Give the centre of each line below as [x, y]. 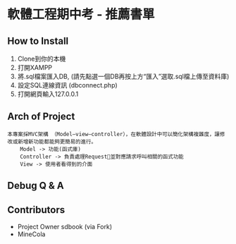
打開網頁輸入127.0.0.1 [48, 94]
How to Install [38, 41]
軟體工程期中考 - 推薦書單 [81, 14]
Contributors [36, 210]
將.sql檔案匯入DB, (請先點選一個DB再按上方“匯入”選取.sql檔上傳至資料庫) [123, 76]
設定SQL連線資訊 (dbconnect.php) [67, 85]
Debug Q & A [36, 186]
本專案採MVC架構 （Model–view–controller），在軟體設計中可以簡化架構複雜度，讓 [114, 134]
